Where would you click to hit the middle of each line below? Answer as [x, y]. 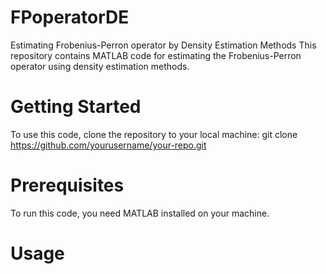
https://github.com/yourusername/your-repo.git [108, 145]
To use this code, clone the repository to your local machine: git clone [154, 134]
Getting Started [76, 107]
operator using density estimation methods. [100, 66]
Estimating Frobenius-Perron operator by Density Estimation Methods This [163, 45]
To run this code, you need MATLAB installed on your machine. [140, 213]
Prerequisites [67, 185]
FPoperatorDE [70, 17]
